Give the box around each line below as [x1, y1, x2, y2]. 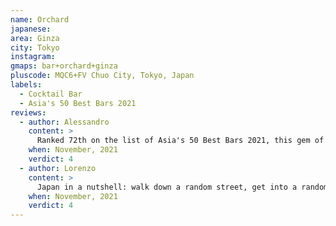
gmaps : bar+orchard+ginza [10, 61, 118, 71]
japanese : [10, 24, 52, 34]
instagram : [10, 52, 56, 62]
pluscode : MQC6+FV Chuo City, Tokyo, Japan [10, 71, 195, 81]
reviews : [10, 107, 47, 118]
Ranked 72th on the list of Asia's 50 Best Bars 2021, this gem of [36, 136, 325, 146]
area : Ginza [10, 33, 60, 43]
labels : [10, 80, 43, 90]
